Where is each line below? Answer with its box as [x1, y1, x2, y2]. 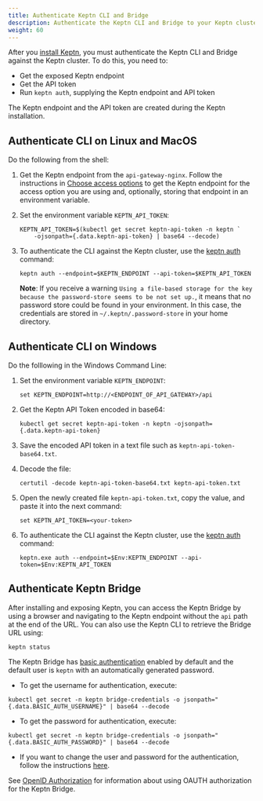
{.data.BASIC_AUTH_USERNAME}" [8, 702, 107, 711]
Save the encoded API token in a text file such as [19, 441, 178, 450]
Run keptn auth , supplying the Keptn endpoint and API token [19, 88, 215, 97]
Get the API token [19, 79, 77, 89]
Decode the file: [19, 464, 72, 474]
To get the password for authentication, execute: [19, 716, 177, 726]
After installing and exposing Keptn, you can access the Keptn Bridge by [8, 602, 241, 613]
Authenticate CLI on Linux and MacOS [8, 134, 197, 148]
